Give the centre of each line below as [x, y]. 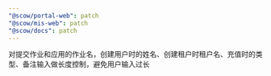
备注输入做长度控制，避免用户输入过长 [86, 64]
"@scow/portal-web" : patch [54, 16]
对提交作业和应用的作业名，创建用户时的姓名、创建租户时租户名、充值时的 [132, 54]
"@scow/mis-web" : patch [48, 23]
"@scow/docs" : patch [43, 30]
